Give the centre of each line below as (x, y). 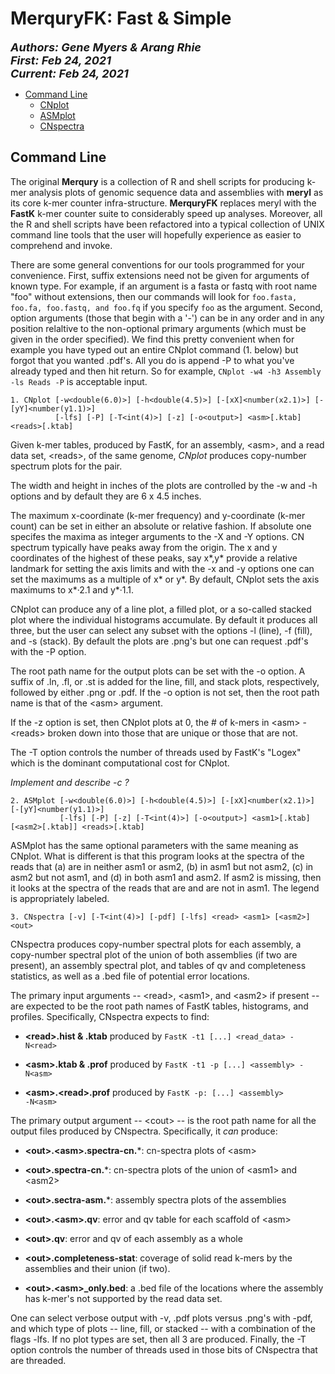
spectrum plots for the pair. (66, 466)
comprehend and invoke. (61, 245)
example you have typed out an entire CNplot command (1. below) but (154, 349)
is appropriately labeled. (60, 898)
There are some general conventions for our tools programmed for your (157, 264)
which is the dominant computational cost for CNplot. (120, 763)
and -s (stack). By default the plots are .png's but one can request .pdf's (159, 641)
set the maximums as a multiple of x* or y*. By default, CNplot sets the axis (165, 579)
